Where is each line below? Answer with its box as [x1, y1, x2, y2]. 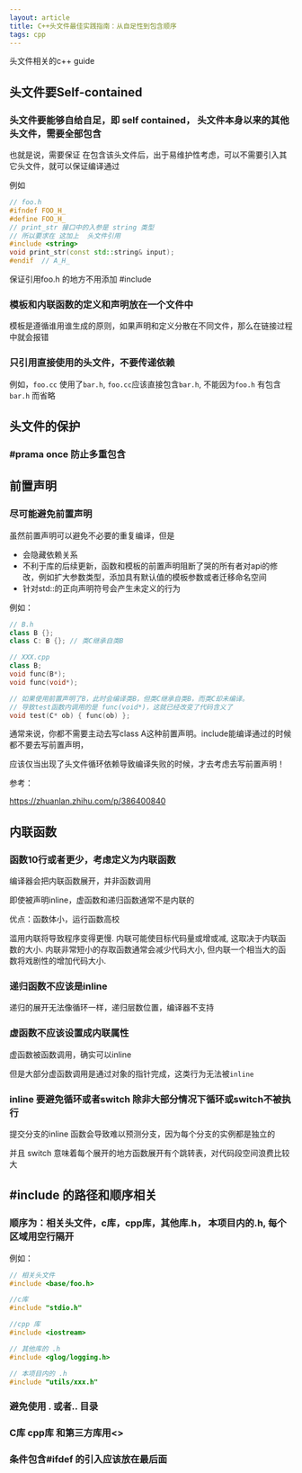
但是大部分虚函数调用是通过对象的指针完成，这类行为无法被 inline [9, 1068, 254, 1079]
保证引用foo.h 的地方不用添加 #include [9, 274, 152, 284]
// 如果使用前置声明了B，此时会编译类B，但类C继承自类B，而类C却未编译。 [9, 694, 249, 703]
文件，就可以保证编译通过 [24, 161, 120, 172]
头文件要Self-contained [9, 85, 143, 100]
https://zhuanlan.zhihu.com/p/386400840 [9, 795, 166, 806]
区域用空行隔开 [9, 1230, 75, 1243]
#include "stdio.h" [9, 1304, 83, 1313]
